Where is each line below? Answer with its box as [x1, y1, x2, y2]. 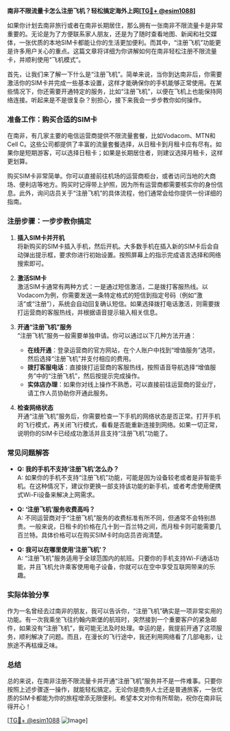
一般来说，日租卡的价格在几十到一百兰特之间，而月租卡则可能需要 [29, 522, 216, 531]
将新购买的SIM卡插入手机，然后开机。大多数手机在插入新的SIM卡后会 [16, 242, 214, 250]
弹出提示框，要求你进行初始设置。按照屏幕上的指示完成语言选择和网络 [23, 251, 221, 259]
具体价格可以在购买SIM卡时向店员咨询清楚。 [40, 531, 166, 539]
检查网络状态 [16, 403, 53, 411]
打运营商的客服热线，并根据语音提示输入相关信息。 [16, 308, 162, 316]
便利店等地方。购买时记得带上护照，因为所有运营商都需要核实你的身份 [18, 181, 217, 189]
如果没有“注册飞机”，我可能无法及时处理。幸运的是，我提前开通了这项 [18, 624, 217, 632]
